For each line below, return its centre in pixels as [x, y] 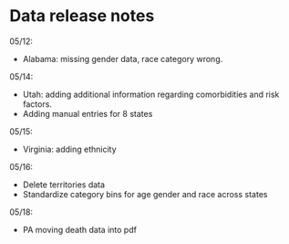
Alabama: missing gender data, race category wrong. [123, 58]
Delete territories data [64, 185]
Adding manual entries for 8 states [88, 113]
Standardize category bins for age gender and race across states [145, 194]
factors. [37, 104]
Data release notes [82, 16]
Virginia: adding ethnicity [69, 149]
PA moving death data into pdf [79, 229]
